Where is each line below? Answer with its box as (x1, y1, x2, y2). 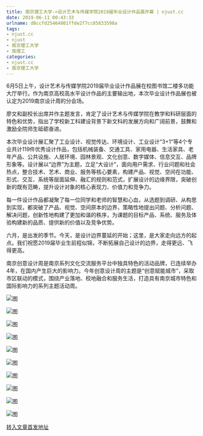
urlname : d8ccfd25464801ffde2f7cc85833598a (6, 20, 118, 26)
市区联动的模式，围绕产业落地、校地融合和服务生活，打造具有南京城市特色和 (6, 275, 197, 282)
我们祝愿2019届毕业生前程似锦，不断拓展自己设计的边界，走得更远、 (16, 239, 188, 246)
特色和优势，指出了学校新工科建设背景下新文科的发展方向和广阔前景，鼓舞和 (6, 118, 197, 125)
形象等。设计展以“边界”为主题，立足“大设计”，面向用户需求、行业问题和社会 (6, 161, 196, 168)
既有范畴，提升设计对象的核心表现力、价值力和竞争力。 (16, 184, 155, 191)
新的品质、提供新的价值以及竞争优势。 (22, 219, 118, 226)
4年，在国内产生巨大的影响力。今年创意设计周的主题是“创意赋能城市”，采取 (6, 267, 195, 275)
